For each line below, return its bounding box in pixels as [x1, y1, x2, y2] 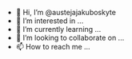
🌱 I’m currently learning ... [15, 25, 102, 33]
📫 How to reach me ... [15, 42, 90, 51]
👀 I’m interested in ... [15, 16, 84, 26]
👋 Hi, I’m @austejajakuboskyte [15, 8, 116, 17]
